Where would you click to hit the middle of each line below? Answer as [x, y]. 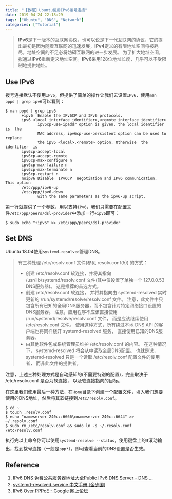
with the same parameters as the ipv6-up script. [92, 197]
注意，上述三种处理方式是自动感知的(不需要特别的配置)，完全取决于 [77, 374]
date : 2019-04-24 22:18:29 [34, 15]
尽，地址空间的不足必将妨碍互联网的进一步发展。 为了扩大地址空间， [90, 52]
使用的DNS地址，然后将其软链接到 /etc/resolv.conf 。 [62, 398]
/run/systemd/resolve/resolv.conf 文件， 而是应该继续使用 [87, 318]
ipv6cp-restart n [40, 174]
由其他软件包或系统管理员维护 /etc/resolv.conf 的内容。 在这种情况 [96, 344]
